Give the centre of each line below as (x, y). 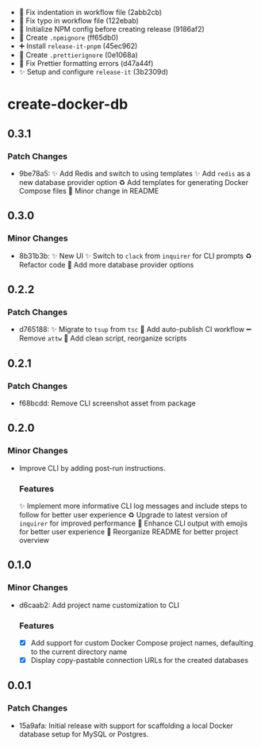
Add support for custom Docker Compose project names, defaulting (142, 642)
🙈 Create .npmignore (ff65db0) (69, 37)
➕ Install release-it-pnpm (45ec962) (78, 46)
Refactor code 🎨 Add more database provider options (106, 264)
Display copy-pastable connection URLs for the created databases (140, 660)
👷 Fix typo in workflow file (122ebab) (79, 21)
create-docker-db (68, 104)
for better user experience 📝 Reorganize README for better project (129, 531)
